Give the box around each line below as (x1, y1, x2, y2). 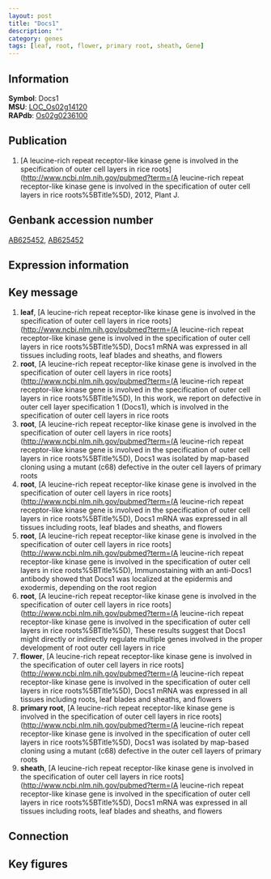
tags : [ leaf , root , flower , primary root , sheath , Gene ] (8, 42, 205, 50)
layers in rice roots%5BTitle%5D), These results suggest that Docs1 (19, 625, 246, 635)
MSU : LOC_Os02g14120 (8, 102, 87, 112)
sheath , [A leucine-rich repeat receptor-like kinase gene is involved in (19, 762, 254, 773)
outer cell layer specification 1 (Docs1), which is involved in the (19, 401, 229, 411)
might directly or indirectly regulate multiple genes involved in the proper (19, 634, 263, 643)
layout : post (8, 11, 53, 20)
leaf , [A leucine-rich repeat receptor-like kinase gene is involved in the (19, 307, 256, 316)
